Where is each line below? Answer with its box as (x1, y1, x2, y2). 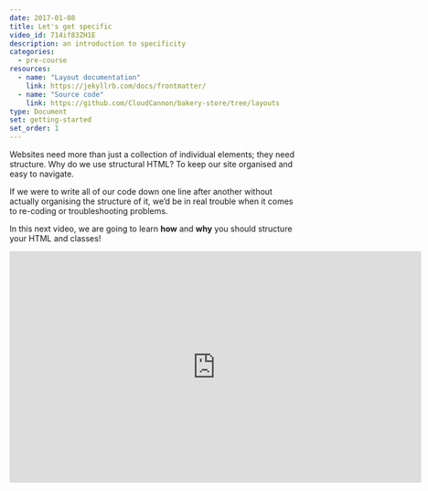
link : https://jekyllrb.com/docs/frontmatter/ (26, 81, 207, 91)
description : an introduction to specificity (9, 38, 186, 48)
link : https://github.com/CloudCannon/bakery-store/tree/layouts (26, 98, 281, 108)
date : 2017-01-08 (9, 13, 76, 23)
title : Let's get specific (9, 22, 112, 31)
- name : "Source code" (17, 90, 104, 99)
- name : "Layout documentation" (17, 73, 142, 82)
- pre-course (17, 56, 68, 65)
